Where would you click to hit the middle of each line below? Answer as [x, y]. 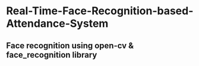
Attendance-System [57, 23]
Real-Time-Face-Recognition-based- [100, 11]
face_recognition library [52, 55]
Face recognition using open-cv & [70, 45]
